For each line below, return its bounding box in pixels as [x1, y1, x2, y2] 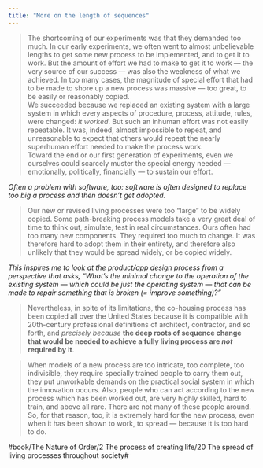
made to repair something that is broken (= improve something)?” [8, 288, 222, 297]
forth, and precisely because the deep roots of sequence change [27, 328, 242, 337]
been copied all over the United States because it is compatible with [27, 311, 249, 321]
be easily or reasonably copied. [27, 91, 130, 101]
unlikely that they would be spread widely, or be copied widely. [27, 247, 232, 256]
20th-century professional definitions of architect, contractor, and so [27, 319, 251, 329]
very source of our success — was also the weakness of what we [27, 66, 241, 76]
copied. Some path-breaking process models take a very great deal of [27, 214, 256, 223]
